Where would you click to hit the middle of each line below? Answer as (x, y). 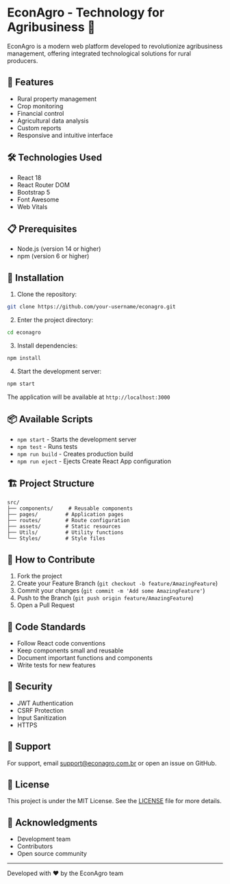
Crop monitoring (40, 106)
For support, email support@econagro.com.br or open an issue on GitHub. (112, 763)
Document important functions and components (85, 658)
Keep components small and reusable (70, 650)
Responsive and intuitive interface (65, 135)
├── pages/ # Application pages (66, 515)
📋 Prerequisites (42, 229)
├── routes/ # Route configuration (68, 521)
